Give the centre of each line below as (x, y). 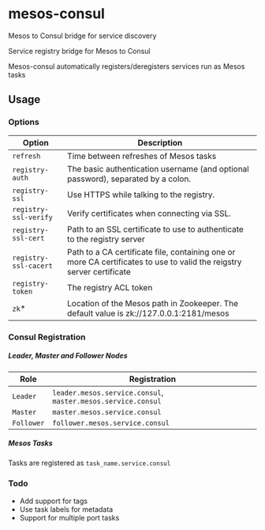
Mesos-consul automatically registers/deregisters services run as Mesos (127, 66)
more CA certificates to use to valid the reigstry (154, 262)
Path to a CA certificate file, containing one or (151, 252)
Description (160, 142)
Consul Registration (47, 337)
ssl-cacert (32, 265)
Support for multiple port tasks (69, 517)
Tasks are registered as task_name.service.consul (90, 463)
